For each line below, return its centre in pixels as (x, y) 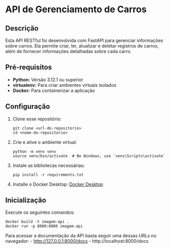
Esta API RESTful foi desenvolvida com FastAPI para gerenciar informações (84, 40)
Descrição (22, 28)
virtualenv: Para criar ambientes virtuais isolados (64, 85)
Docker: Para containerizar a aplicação (54, 90)
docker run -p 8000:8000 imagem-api (44, 226)
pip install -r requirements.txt (48, 175)
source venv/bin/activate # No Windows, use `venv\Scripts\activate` (89, 156)
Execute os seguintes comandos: (40, 212)
